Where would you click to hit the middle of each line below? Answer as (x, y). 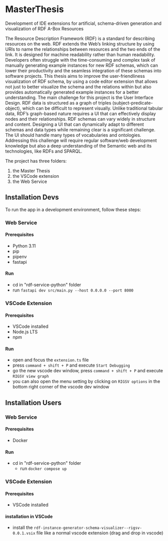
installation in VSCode (29, 516)
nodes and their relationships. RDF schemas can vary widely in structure (80, 119)
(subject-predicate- (133, 103)
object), (13, 108)
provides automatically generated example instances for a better (72, 92)
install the (23, 528)
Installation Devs (32, 197)
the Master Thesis (31, 171)
